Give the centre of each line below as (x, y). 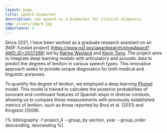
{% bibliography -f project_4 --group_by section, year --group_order (76, 120)
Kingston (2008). (23, 111)
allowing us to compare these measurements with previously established (80, 100)
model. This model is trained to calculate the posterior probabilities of (77, 89)
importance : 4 (20, 28)
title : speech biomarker (31, 14)
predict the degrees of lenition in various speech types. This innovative (78, 64)
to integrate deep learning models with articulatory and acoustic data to (79, 58)
